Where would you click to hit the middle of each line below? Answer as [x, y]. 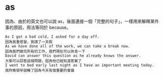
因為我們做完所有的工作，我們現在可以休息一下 [45, 51]
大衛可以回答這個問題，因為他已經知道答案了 [43, 61]
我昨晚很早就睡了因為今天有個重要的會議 [40, 70]
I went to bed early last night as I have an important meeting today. [80, 65]
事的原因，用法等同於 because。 [38, 27]
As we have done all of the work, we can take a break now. [68, 46]
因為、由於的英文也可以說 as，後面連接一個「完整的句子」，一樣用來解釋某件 [82, 21]
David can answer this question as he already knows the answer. [73, 55]
